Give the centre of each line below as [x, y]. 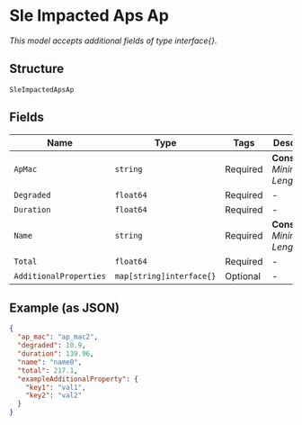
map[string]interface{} [165, 276]
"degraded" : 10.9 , [52, 346]
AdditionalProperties [60, 276]
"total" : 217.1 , [48, 370]
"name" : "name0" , [50, 362]
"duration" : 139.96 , [56, 354]
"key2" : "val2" [54, 396]
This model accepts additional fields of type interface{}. [113, 41]
